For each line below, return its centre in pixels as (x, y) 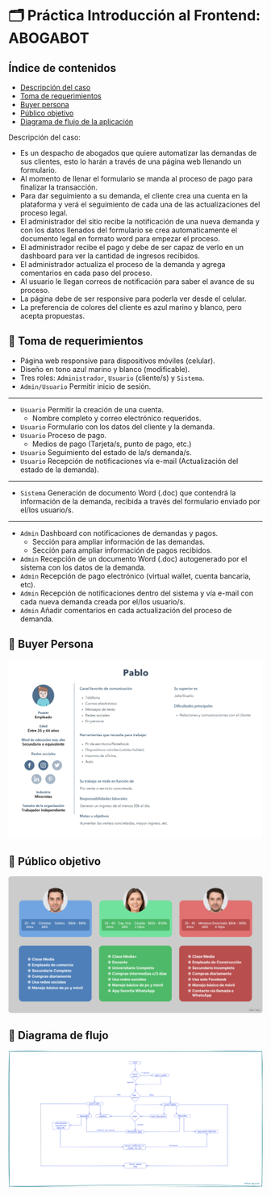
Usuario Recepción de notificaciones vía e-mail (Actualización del (129, 461)
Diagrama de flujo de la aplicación (77, 121)
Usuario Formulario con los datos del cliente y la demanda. (117, 426)
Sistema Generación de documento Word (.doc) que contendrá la (128, 492)
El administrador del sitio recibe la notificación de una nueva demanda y (140, 221)
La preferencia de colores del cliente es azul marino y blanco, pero (131, 307)
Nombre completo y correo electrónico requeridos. (117, 418)
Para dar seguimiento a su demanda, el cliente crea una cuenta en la (134, 196)
